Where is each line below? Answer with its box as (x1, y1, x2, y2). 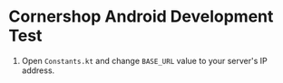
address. (21, 65, 55, 76)
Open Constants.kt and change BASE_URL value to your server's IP (21, 55, 268, 66)
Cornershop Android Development (8, 6, 274, 27)
